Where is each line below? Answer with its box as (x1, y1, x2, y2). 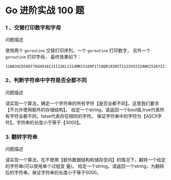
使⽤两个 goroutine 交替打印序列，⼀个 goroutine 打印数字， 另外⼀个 (5, 47, 151, 54)
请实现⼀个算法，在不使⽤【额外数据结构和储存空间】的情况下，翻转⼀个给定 (5, 157, 166, 163)
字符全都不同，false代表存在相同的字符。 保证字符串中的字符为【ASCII (9, 113, 158, 119)
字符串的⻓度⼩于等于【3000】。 (16, 119, 84, 125)
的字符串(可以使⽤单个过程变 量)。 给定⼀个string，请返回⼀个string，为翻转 (5, 163, 164, 169)
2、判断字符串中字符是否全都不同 (5, 77, 87, 84)
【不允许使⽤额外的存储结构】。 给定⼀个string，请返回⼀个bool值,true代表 (5, 107, 160, 113)
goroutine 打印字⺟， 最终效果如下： (5, 54, 82, 60)
